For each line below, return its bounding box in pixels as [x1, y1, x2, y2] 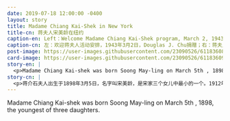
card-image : [7, 55, 41, 62]
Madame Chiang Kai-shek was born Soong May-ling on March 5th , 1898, [7, 98, 214, 107]
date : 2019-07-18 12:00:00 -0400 [7, 10, 103, 17]
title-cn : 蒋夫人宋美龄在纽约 [7, 29, 84, 36]
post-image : [7, 49, 41, 55]
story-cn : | [7, 73, 41, 81]
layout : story [7, 16, 48, 23]
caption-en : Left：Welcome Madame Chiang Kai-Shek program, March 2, [7, 36, 209, 42]
